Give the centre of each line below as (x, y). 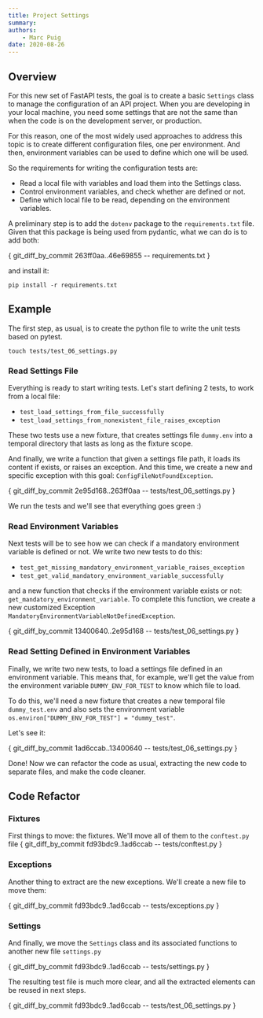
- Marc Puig (42, 37)
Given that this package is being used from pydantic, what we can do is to (128, 231)
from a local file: (34, 396)
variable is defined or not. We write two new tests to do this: (105, 552)
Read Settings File (43, 371)
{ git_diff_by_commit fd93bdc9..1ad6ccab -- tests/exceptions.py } (114, 905)
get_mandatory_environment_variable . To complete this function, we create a (132, 599)
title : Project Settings (49, 15)
